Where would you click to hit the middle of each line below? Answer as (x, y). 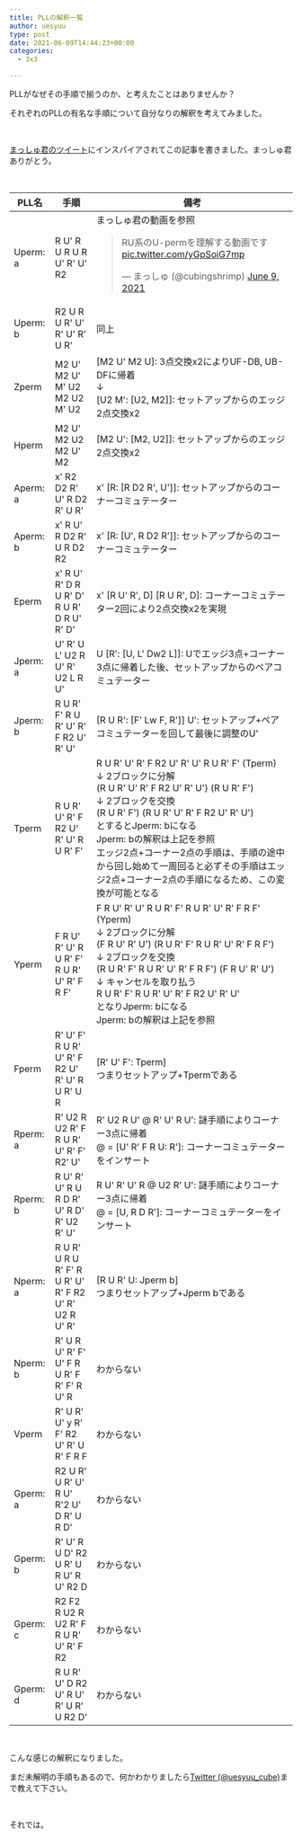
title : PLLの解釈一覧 (46, 18)
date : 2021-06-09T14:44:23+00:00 (72, 43)
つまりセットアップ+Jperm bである (170, 1293)
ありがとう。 (33, 161)
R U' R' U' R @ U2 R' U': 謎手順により (174, 1185)
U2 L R (69, 678)
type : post (30, 34)
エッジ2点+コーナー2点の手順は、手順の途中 (190, 852)
